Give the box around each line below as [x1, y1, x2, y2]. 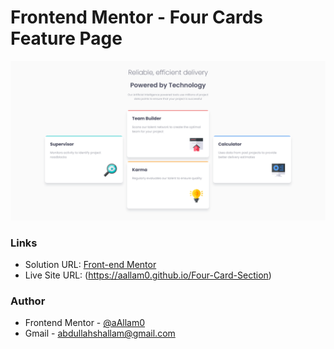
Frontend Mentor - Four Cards [10, 6, 263, 29]
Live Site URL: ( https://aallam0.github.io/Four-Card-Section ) [24, 269, 272, 281]
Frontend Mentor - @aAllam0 [24, 317, 146, 329]
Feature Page [10, 27, 123, 50]
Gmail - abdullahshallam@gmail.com [24, 327, 176, 340]
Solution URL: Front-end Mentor [24, 259, 157, 271]
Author [10, 294, 46, 308]
